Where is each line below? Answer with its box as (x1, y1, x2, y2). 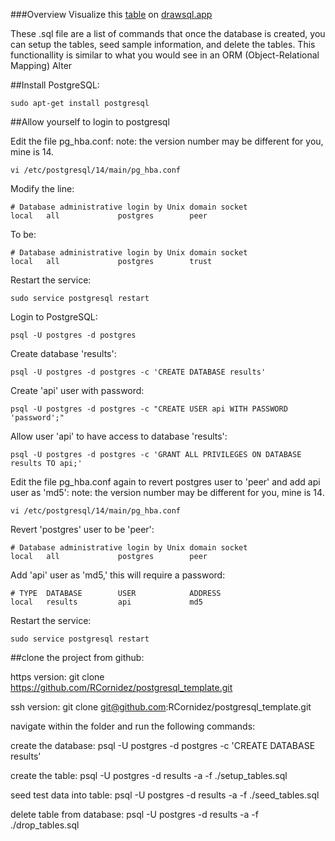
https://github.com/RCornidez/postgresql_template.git (10, 682, 233, 693)
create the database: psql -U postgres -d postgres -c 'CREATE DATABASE (10, 740, 316, 751)
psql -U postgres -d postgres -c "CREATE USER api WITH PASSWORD (10, 404, 288, 414)
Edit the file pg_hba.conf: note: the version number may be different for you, (10, 135, 324, 147)
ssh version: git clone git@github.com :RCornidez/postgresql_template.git (10, 701, 312, 713)
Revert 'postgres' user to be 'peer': (10, 524, 155, 535)
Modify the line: (10, 183, 75, 194)
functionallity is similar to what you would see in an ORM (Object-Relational (10, 49, 320, 61)
